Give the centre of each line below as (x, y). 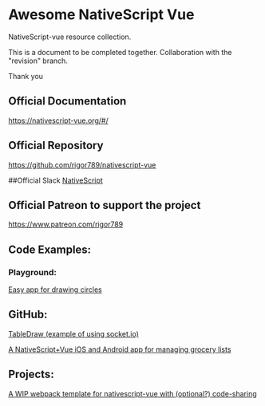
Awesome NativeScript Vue (101, 15)
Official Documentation (67, 101)
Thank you (26, 76)
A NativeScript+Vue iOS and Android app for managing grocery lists (120, 349)
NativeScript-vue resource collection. (70, 37)
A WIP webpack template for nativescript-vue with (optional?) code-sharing (132, 393)
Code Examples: (50, 249)
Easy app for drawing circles (55, 290)
